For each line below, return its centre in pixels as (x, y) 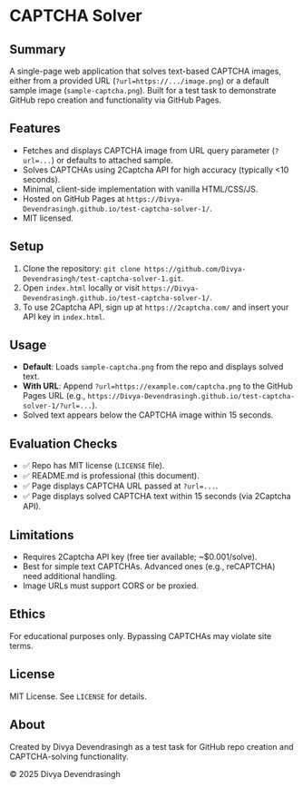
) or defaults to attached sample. (112, 160)
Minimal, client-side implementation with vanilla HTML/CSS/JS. (140, 189)
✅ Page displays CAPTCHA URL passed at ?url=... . (120, 486)
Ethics (28, 614)
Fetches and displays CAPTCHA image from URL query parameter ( (148, 150)
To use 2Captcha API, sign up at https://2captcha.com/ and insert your (156, 307)
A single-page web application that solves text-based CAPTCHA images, (145, 71)
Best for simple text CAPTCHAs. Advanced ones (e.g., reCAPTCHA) (149, 566)
